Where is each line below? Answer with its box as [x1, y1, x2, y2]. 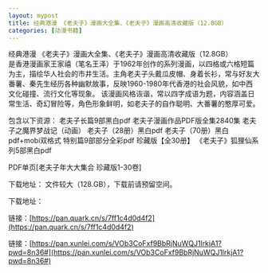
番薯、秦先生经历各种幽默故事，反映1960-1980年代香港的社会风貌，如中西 [8, 79, 254, 88]
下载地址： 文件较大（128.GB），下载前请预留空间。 [8, 180, 177, 189]
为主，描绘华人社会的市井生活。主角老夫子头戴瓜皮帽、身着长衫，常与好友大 [8, 69, 260, 79]
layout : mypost [8, 11, 59, 20]
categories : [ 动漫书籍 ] [8, 26, 82, 34]
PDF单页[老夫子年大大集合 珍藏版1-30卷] [8, 162, 142, 172]
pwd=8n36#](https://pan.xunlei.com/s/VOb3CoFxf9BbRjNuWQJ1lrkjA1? [8, 248, 244, 257]
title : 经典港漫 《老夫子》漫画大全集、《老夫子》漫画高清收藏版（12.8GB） [8, 19, 228, 27]
